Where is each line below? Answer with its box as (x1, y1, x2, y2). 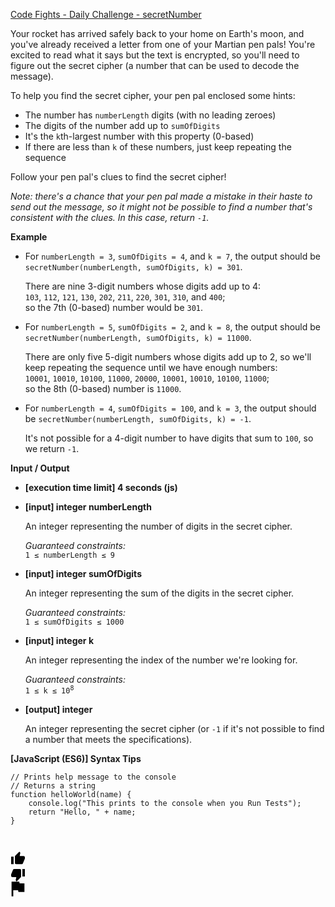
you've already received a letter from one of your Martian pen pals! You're (10, 39, 316, 50)
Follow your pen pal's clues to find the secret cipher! (10, 171, 227, 183)
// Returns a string (10, 780, 97, 791)
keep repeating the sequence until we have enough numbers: (24, 362, 278, 373)
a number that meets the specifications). (24, 733, 193, 745)
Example (10, 231, 48, 243)
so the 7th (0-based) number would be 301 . (24, 302, 204, 313)
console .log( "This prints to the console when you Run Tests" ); (28, 798, 302, 808)
